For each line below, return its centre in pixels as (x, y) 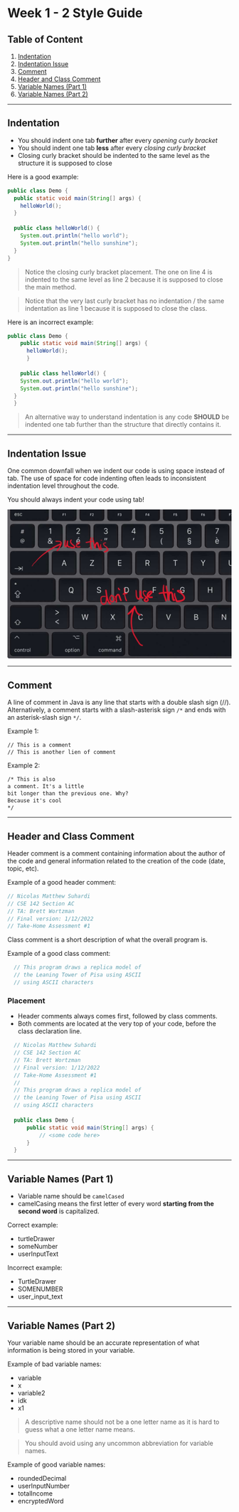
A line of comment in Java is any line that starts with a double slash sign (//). (119, 703)
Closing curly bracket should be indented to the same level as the (113, 155)
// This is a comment (39, 745)
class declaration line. (49, 1031)
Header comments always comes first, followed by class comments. (118, 1016)
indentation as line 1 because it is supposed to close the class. (116, 308)
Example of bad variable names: (54, 1364)
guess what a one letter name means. (80, 1429)
